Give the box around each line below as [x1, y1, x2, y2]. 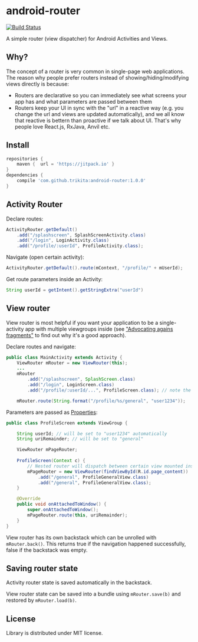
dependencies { [6, 172, 44, 178]
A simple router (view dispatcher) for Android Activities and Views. [6, 35, 168, 42]
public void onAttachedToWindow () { [16, 501, 107, 508]
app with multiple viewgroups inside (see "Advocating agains [25, 325, 173, 332]
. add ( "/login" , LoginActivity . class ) [16, 238, 110, 243]
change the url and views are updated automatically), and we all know [14, 110, 184, 117]
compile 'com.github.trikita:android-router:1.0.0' [16, 178, 146, 184]
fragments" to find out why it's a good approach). [6, 331, 127, 338]
